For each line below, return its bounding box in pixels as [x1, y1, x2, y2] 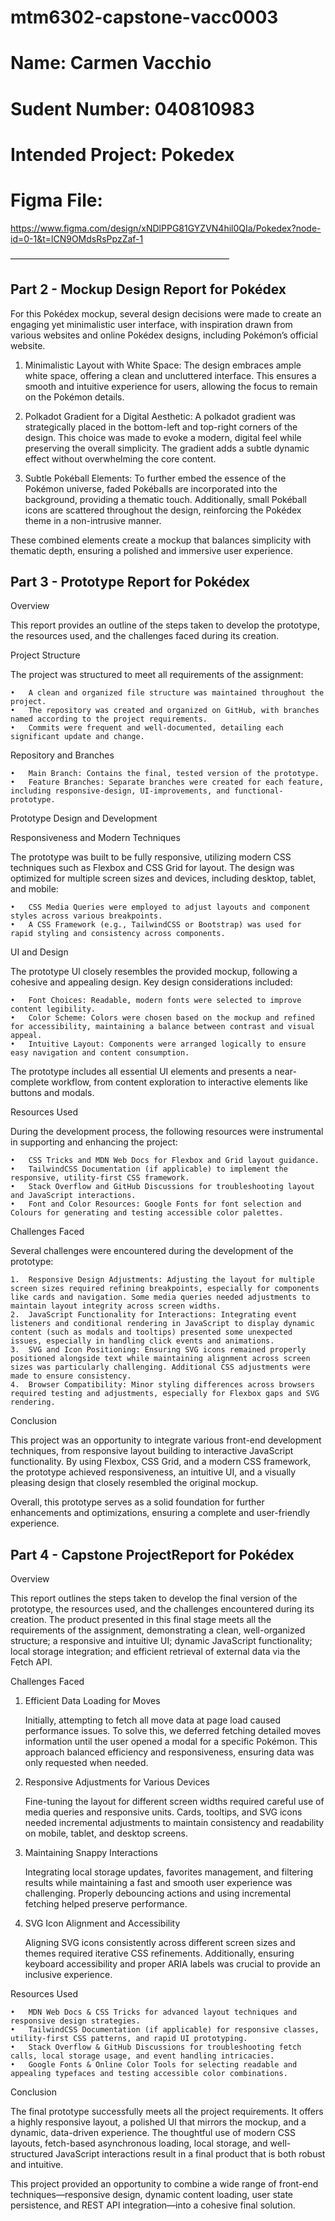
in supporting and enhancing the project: [10, 1136, 178, 1148]
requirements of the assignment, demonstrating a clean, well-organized [10, 1624, 306, 1636]
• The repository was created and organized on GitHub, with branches [10, 706, 320, 716]
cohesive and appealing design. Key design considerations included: [10, 976, 293, 988]
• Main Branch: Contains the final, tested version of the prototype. [10, 769, 320, 779]
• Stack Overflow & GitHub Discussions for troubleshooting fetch [10, 2042, 302, 2053]
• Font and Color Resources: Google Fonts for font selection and [10, 1199, 302, 1210]
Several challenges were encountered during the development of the [10, 1245, 294, 1257]
